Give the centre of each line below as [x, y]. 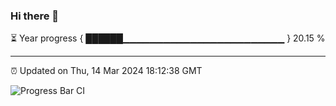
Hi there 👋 [35, 16]
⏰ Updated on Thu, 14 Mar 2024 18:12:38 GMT [106, 71]
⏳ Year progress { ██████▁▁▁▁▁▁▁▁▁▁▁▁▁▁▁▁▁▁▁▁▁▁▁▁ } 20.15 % [168, 38]
